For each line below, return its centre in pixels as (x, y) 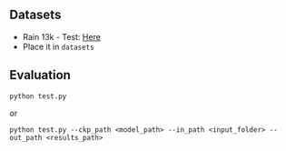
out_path (26, 137)
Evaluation (40, 75)
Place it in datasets (58, 46)
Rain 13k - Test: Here (62, 36)
